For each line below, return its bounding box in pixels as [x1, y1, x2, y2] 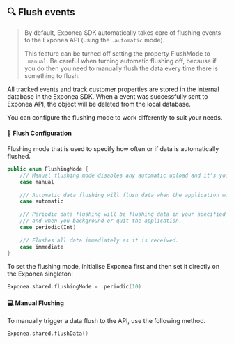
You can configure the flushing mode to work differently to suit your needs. [7, 113, 223, 121]
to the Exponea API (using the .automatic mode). [24, 36, 165, 44]
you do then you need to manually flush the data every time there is [24, 64, 218, 72]
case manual [19, 178, 54, 185]
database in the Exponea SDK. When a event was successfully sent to [7, 92, 208, 100]
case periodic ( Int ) [19, 224, 77, 230]
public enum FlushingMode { [7, 166, 89, 173]
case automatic [19, 198, 64, 205]
